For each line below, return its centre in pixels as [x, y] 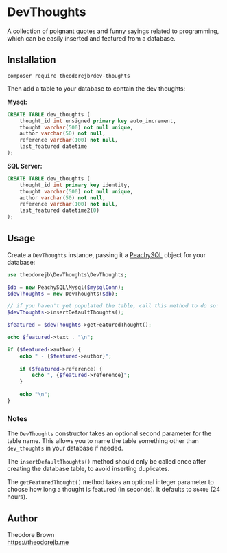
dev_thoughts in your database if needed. [65, 448]
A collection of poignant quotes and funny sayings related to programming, [113, 31]
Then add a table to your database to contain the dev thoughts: [96, 88]
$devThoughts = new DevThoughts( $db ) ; [62, 294]
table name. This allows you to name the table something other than [103, 441]
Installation [32, 60]
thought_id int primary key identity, [75, 185]
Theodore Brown [31, 534]
